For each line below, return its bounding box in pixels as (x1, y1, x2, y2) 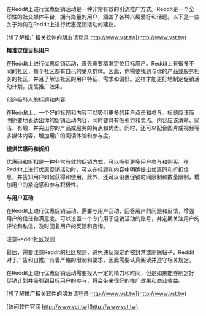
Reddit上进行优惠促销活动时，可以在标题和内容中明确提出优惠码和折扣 (6, 166, 184, 173)
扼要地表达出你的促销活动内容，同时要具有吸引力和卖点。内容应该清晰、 (11, 117, 194, 124)
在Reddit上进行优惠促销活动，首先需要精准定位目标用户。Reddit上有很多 (6, 60, 189, 67)
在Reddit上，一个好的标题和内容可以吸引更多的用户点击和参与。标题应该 (6, 109, 189, 116)
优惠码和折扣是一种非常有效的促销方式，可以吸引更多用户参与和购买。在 (6, 158, 189, 165)
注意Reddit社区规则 (6, 236, 55, 242)
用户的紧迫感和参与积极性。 (11, 181, 82, 188)
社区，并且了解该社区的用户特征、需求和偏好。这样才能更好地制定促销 (17, 75, 194, 82)
